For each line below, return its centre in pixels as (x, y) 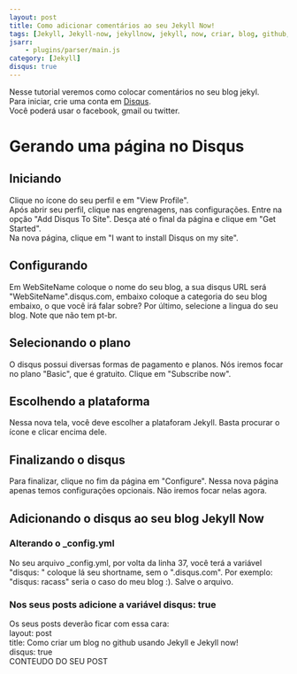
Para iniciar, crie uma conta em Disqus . (80, 101)
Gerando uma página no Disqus (127, 146)
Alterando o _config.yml (62, 543)
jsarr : (21, 42)
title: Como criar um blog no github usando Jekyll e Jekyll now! (124, 643)
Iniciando (35, 179)
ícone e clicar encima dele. (58, 432)
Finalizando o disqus (67, 460)
